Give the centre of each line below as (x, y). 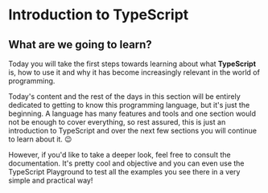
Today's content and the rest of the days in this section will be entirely (125, 96)
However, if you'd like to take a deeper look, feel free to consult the (120, 155)
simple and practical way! (51, 180)
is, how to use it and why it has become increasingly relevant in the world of (134, 72)
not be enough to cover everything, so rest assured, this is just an (117, 122)
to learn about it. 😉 (40, 139)
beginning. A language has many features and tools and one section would (132, 113)
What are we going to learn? (80, 45)
